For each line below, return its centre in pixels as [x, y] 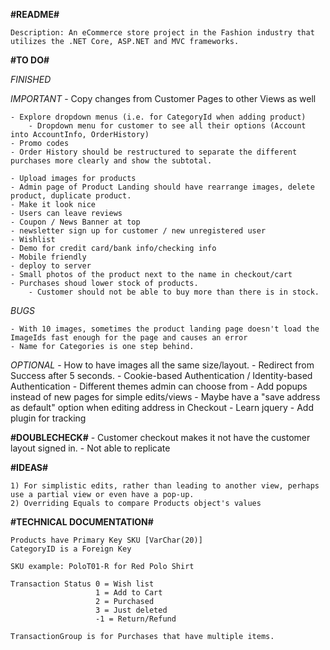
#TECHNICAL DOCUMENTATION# [82, 522]
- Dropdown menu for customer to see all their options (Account [167, 126]
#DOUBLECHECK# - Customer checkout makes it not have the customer [160, 437]
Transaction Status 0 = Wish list [82, 584]
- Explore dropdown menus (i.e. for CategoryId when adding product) [158, 117]
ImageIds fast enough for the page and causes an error [129, 338]
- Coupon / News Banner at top [75, 222]
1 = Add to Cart [129, 593]
